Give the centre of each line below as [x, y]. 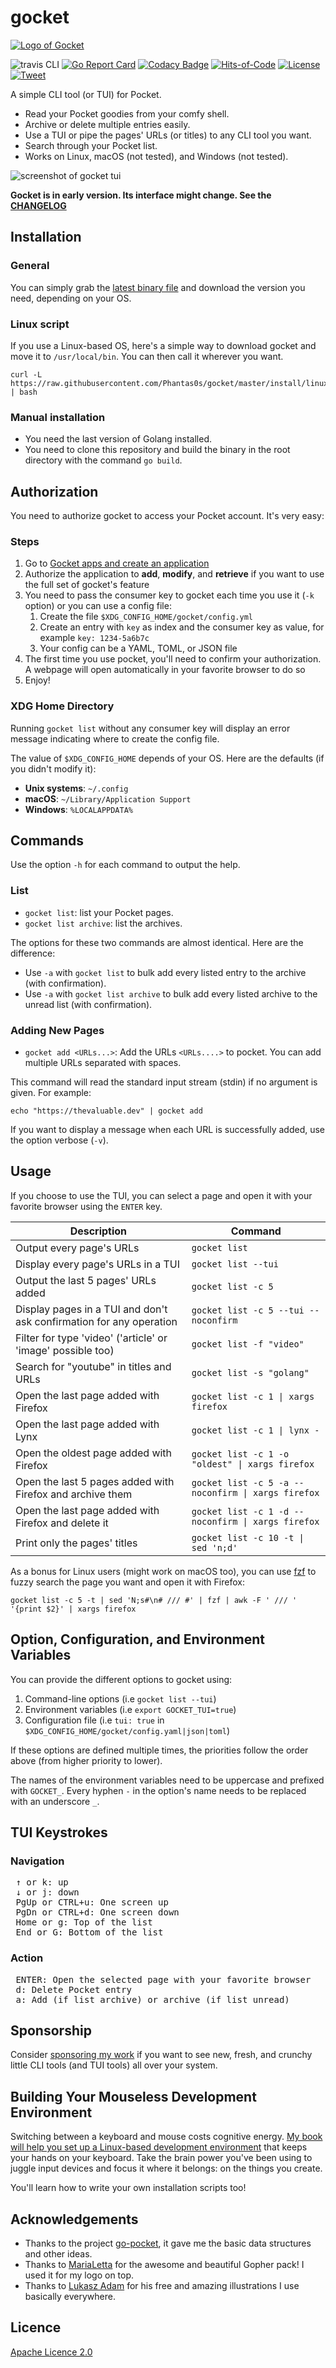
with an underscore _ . [55, 1801]
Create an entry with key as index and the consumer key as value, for [182, 627]
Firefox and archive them [74, 1494]
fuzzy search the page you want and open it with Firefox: [127, 1582]
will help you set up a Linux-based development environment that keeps [159, 2147]
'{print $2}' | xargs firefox [73, 1609]
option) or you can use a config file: [98, 606]
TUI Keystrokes [59, 1832]
